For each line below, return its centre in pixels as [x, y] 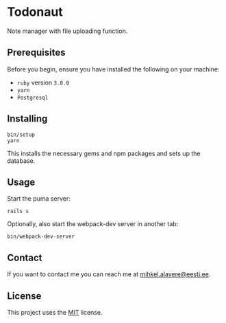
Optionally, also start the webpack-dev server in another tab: [93, 224]
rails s [18, 211]
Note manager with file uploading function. [67, 31]
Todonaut [35, 12]
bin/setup [21, 135]
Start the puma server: [39, 199]
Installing [27, 119]
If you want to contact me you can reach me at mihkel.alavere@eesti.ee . [109, 274]
